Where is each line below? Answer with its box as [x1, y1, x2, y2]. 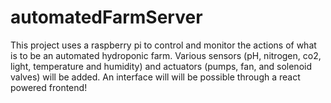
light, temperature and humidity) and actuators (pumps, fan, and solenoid [10, 60, 312, 72]
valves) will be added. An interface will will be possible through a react [10, 71, 301, 83]
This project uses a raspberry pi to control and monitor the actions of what [10, 39, 317, 51]
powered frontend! [10, 81, 88, 93]
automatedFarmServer [10, 6, 203, 29]
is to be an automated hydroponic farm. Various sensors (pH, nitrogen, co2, [10, 49, 322, 61]
